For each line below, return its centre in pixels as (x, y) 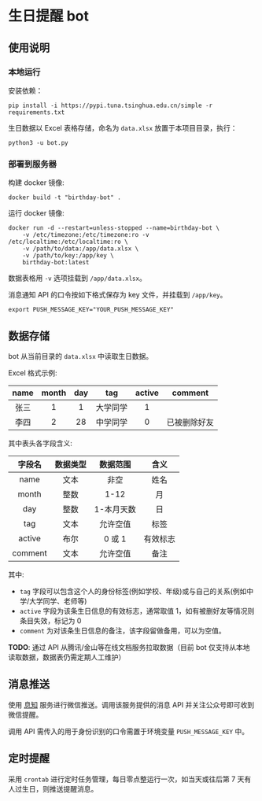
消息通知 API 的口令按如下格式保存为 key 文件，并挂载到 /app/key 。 (118, 295)
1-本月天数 (115, 509)
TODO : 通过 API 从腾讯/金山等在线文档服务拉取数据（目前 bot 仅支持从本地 (129, 647)
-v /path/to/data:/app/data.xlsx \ (81, 249)
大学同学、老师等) (58, 601)
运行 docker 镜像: (36, 213)
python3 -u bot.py (38, 142)
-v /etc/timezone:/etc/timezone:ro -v (86, 235)
